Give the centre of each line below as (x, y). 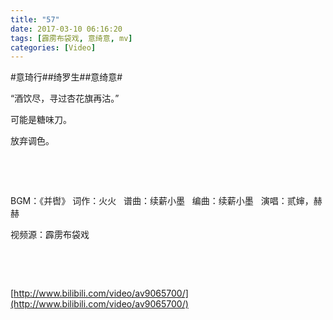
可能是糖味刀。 (41, 120)
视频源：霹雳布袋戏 (50, 235)
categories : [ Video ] (53, 47)
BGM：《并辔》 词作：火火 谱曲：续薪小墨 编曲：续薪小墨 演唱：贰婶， (162, 201)
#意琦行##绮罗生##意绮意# (66, 77)
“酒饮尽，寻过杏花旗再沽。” (65, 98)
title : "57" (35, 19)
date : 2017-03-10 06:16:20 (66, 29)
